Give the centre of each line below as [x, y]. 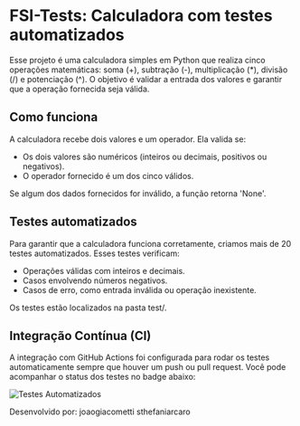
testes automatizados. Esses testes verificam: [94, 253]
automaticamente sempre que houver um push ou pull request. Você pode [148, 367]
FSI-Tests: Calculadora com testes [141, 16]
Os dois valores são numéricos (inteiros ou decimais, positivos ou [145, 156]
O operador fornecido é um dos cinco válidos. [108, 175]
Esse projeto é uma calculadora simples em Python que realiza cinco [137, 60]
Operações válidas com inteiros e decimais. [103, 270]
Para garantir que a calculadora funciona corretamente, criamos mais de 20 [150, 243]
